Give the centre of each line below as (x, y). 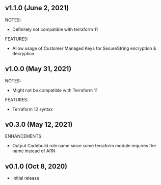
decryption (23, 53)
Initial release (26, 178)
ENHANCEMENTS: (24, 136)
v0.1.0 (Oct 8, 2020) (36, 166)
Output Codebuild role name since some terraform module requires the (84, 146)
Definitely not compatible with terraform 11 (55, 29)
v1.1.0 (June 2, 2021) (37, 8)
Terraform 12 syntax (32, 109)
